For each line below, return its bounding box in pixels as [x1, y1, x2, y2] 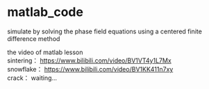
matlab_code [7, 4, 83, 20]
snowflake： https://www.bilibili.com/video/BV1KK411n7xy [7, 65, 174, 73]
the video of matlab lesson [7, 48, 83, 56]
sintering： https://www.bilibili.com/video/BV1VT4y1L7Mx [7, 56, 172, 65]
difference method [7, 34, 60, 42]
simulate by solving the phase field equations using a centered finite [7, 27, 203, 35]
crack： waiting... [7, 74, 58, 82]
